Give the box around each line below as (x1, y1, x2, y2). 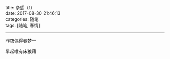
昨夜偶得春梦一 (5, 38, 36, 44)
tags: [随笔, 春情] (5, 22, 40, 28)
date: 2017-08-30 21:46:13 (5, 10, 61, 16)
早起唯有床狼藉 (5, 48, 36, 54)
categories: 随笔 (5, 16, 39, 22)
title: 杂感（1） (5, 5, 35, 10)
